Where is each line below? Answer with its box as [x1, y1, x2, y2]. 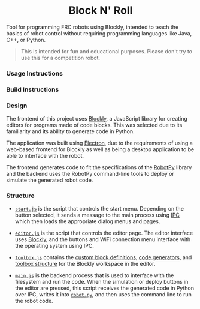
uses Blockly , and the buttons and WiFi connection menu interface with [14, 236, 191, 243]
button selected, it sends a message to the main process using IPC [14, 211, 180, 219]
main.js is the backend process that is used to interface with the [14, 272, 174, 279]
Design [6, 101, 28, 110]
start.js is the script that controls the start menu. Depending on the [14, 205, 184, 212]
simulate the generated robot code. [6, 176, 93, 184]
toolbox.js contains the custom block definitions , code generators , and [14, 254, 192, 261]
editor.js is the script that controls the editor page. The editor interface [14, 229, 193, 237]
